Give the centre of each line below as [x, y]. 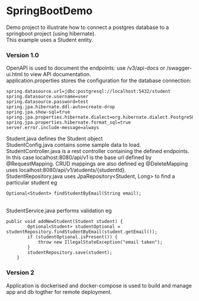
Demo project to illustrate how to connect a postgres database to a [88, 27]
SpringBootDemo [49, 11]
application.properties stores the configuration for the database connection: [99, 80]
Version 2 [20, 273]
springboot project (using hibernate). [51, 33]
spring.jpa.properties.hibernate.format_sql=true [69, 122]
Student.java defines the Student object [54, 139]
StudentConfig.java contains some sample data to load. [74, 145]
